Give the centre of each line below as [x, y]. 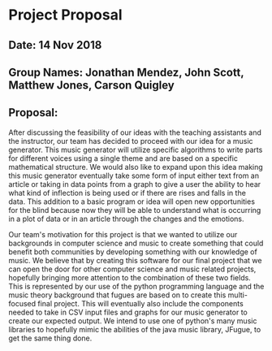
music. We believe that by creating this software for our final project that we [135, 260]
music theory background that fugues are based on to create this [117, 295]
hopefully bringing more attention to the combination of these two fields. [130, 277]
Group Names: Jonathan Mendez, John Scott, [126, 72]
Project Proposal [66, 15]
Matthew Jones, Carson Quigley [91, 85]
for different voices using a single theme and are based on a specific [123, 158]
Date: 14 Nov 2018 [55, 45]
